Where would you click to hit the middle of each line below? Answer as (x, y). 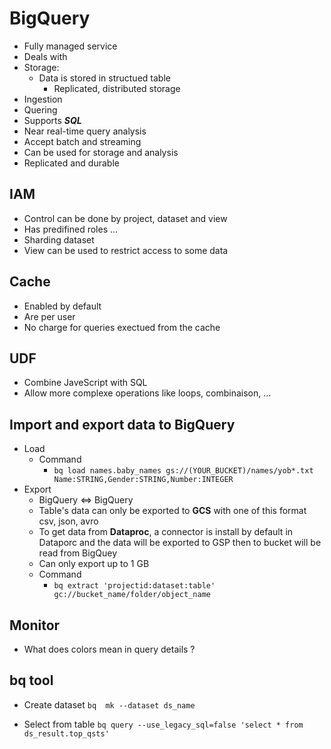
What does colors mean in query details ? (109, 649)
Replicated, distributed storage (117, 88)
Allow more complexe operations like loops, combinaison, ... (147, 393)
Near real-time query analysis (85, 131)
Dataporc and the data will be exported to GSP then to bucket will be (180, 543)
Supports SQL (52, 120)
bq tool (31, 680)
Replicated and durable (71, 163)
